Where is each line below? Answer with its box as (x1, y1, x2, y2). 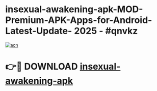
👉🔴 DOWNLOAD (5, 61, 78, 72)
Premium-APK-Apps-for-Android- (5, 14, 152, 26)
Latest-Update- (5, 25, 72, 37)
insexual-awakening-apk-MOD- (5, 4, 143, 15)
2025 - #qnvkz (73, 25, 138, 37)
